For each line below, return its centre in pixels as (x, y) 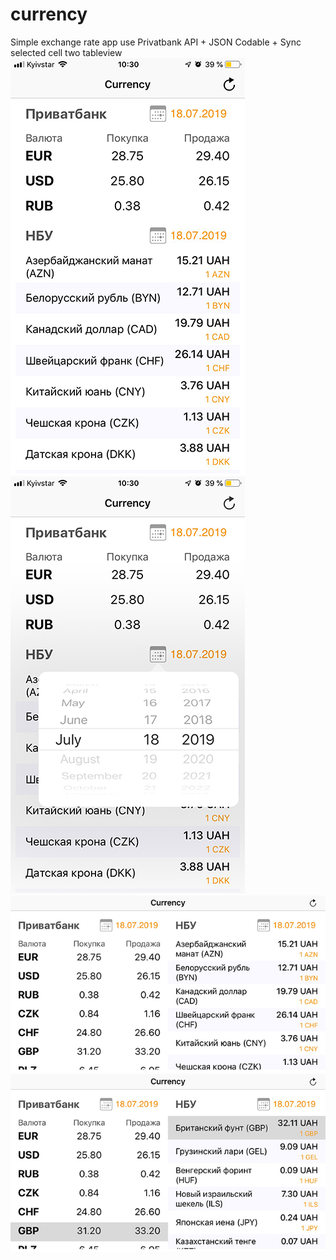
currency (49, 14)
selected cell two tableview (66, 52)
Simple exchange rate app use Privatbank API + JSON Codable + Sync (156, 42)
